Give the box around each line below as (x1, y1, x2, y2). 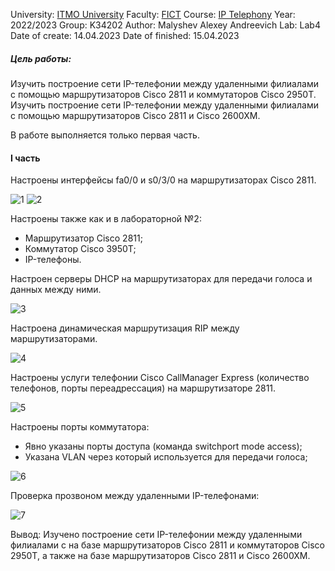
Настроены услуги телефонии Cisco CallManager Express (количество (10, 372, 310, 384)
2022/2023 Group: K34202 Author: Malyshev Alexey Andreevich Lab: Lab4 (10, 19, 321, 31)
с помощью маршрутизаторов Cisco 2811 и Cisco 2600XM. (10, 109, 261, 121)
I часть (10, 152, 41, 164)
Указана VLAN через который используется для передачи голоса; (24, 451, 308, 463)
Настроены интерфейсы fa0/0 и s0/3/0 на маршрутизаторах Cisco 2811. (10, 174, 317, 186)
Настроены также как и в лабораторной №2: (10, 213, 202, 225)
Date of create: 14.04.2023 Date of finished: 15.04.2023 (10, 30, 240, 41)
